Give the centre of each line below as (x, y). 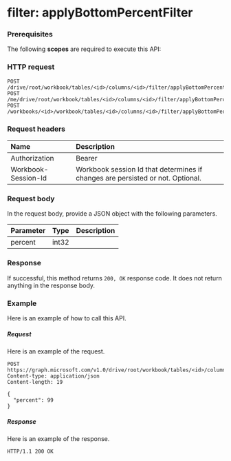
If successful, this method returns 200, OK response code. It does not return (114, 278)
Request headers (36, 129)
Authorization (32, 158)
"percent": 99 (33, 400)
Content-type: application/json (53, 376)
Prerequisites (30, 34)
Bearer (86, 158)
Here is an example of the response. (58, 438)
